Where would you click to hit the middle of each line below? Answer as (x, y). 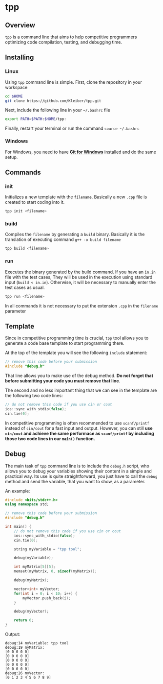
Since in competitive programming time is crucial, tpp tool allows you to (77, 338)
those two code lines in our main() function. (50, 438)
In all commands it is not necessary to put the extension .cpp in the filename (82, 306)
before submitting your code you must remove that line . (63, 381)
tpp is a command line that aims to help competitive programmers (71, 37)
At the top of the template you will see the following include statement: (76, 353)
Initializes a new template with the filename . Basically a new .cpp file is (76, 197)
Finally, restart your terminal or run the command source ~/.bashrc (72, 128)
